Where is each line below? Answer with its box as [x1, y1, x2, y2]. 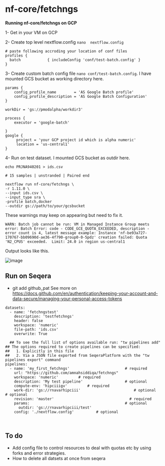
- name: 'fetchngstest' [9, 309, 58, 315]
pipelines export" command [5, 357, 61, 362]
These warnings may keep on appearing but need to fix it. [5, 212, 123, 218]
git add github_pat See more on [12, 285, 77, 291]
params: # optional [14, 400, 148, 405]
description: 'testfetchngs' [14, 314, 74, 319]
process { [5, 116, 26, 121]
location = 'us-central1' [16, 141, 70, 147]
